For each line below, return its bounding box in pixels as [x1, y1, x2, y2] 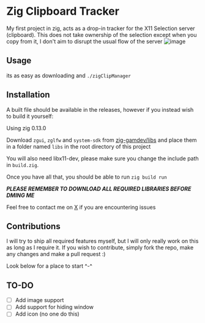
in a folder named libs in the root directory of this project [6, 142, 151, 150]
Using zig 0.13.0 [6, 124, 47, 131]
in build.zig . [6, 161, 39, 168]
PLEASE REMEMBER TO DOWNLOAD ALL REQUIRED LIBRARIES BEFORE [6, 185, 192, 192]
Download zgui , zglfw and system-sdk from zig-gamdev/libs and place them [6, 136, 197, 144]
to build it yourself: [6, 112, 54, 120]
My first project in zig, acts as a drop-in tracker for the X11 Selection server [6, 25, 195, 32]
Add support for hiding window [15, 303, 94, 311]
